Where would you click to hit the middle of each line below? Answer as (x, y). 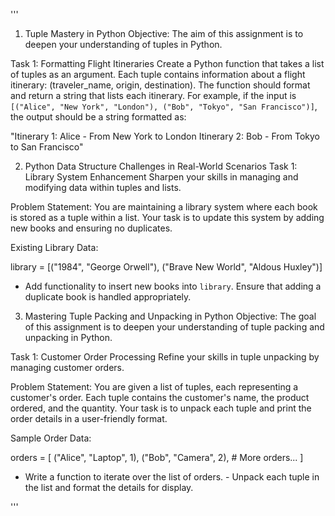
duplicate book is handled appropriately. (108, 297)
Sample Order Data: (51, 438)
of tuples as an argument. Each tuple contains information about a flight (158, 74)
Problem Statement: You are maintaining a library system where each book (164, 207)
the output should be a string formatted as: (98, 117)
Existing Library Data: (54, 247)
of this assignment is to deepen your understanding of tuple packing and (174, 327)
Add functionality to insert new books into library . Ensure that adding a (173, 286)
